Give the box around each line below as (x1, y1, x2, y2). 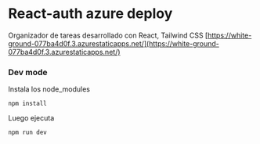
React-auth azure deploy (8, 5, 173, 23)
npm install (8, 99, 47, 108)
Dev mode (8, 67, 48, 77)
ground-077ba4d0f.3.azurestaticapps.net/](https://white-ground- (8, 38, 219, 48)
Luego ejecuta (8, 113, 55, 123)
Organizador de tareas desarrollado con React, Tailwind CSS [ (8, 31, 208, 40)
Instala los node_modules (8, 85, 90, 94)
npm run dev (8, 128, 47, 137)
